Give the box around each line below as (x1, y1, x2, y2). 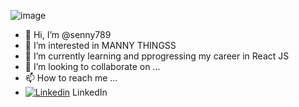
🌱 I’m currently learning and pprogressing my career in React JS (24, 50, 290, 62)
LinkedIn (72, 86, 108, 98)
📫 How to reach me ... (24, 72, 118, 84)
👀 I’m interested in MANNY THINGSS (24, 40, 177, 51)
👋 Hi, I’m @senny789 (24, 29, 112, 40)
